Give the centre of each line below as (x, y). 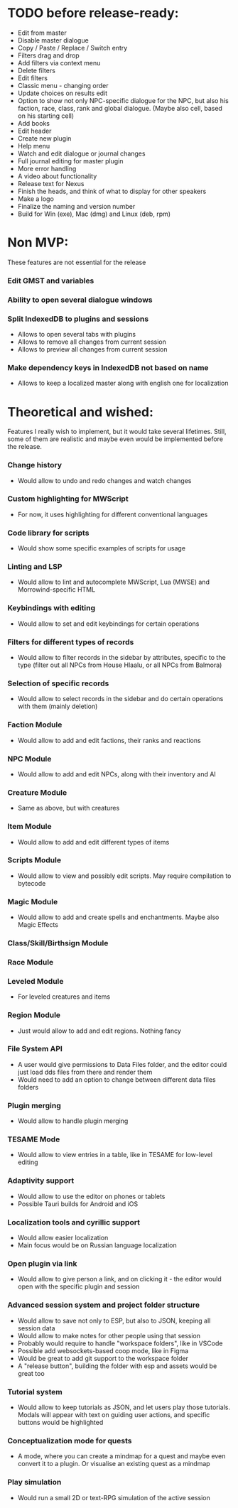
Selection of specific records (58, 683)
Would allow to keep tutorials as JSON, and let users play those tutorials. (124, 1407)
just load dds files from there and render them (85, 1072)
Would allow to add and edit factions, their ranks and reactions (109, 740)
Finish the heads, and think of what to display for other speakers (112, 191)
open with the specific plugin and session (79, 1286)
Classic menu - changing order (63, 85)
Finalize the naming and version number (76, 206)
